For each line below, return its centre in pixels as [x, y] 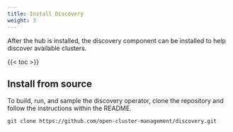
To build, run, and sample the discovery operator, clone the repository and [116, 101]
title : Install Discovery [45, 14]
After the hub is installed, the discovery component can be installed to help [117, 40]
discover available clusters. [47, 48]
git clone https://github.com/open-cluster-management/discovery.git [112, 121]
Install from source [50, 84]
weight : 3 [22, 20]
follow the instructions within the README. [70, 108]
